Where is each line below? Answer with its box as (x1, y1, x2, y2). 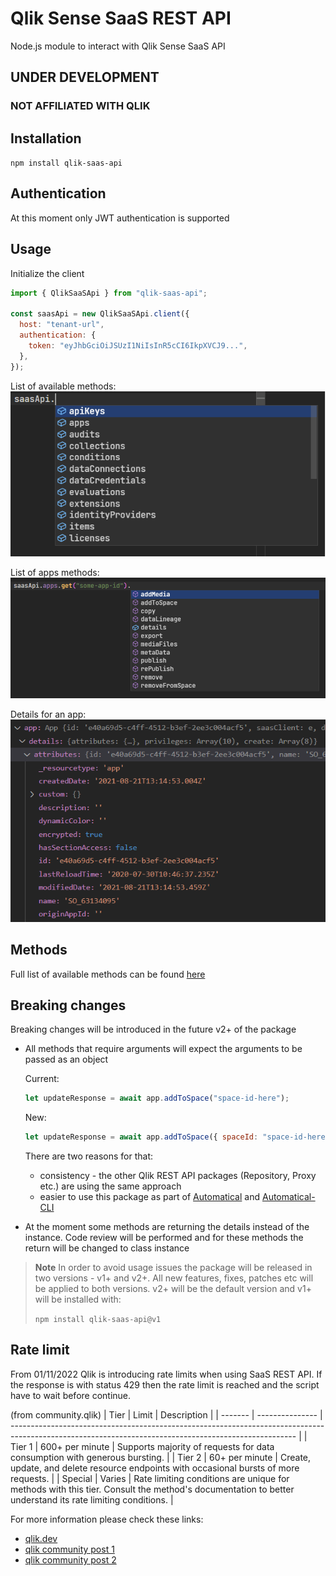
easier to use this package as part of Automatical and (39, 1191, 261, 1203)
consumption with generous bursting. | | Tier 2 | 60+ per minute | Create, (10, 1451, 312, 1463)
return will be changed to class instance (24, 1242, 190, 1254)
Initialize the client (10, 267, 85, 279)
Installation (10, 130, 82, 147)
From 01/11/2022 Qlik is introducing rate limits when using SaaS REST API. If (10, 1368, 323, 1380)
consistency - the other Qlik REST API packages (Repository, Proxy (39, 1170, 317, 1182)
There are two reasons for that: (24, 1150, 154, 1162)
